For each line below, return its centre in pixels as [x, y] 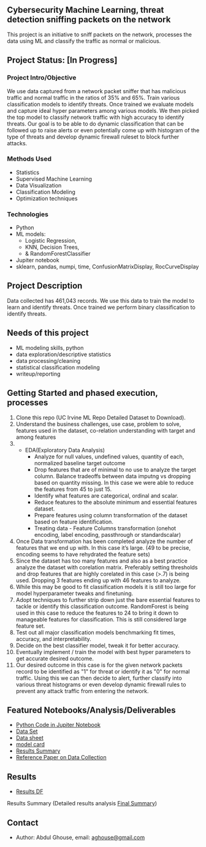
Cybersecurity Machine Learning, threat [86, 10]
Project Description [45, 286]
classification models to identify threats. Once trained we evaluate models [100, 104]
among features [36, 437]
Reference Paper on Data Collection [61, 758]
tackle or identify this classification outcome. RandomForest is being [102, 606]
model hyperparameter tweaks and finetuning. [74, 593]
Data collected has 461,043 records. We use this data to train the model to [101, 300]
